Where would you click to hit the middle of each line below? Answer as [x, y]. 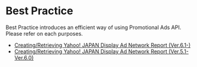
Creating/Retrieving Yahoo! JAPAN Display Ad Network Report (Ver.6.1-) [102, 45]
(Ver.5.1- [179, 51]
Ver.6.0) [24, 58]
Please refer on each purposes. [44, 33]
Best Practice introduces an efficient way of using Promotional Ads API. [93, 27]
